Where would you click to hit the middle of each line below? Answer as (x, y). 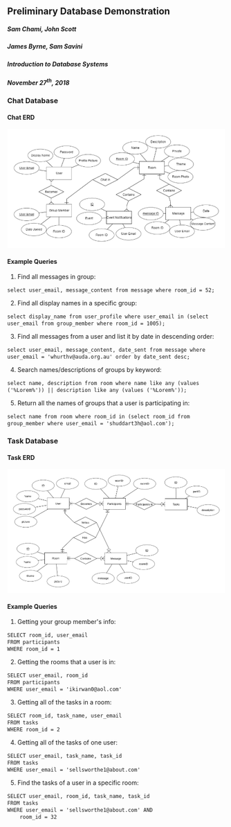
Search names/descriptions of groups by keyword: (89, 370)
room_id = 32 (38, 817)
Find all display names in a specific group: (77, 303)
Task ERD (21, 457)
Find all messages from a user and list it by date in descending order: (115, 337)
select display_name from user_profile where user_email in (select (108, 317)
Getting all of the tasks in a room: (64, 702)
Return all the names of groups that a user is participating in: (103, 403)
